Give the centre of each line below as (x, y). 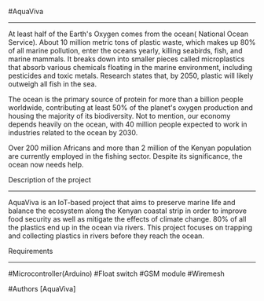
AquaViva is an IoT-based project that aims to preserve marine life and (122, 202)
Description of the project (50, 180)
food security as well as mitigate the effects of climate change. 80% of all (127, 219)
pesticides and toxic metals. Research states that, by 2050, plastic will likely (131, 75)
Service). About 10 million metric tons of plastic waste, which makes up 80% (132, 42)
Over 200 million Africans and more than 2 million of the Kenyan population (130, 148)
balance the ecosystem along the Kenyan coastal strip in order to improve (128, 211)
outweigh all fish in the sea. (52, 84)
